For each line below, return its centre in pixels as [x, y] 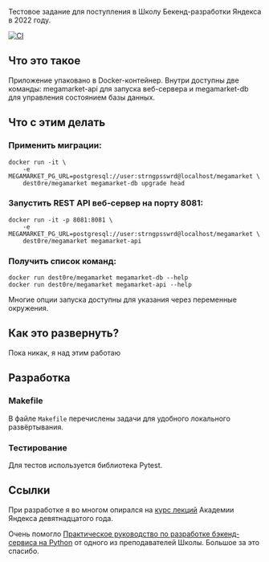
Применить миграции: [55, 145]
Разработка [39, 378]
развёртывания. [36, 427]
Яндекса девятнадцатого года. [61, 518]
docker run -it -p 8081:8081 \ [61, 220]
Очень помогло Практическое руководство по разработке [109, 534]
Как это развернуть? [64, 334]
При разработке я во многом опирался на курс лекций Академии [121, 510]
